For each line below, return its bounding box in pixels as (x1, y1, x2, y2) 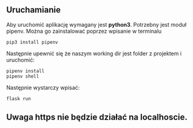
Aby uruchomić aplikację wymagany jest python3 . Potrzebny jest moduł (6, 21, 187, 28)
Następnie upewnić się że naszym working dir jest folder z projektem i (6, 50, 182, 57)
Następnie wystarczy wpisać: (6, 84, 80, 91)
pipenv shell (6, 73, 39, 79)
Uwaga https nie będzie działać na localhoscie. (6, 112, 188, 123)
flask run (6, 95, 32, 102)
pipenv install (6, 68, 45, 74)
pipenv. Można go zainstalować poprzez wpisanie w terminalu (6, 27, 162, 35)
